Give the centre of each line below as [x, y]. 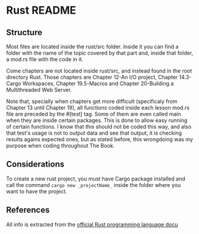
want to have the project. [37, 191]
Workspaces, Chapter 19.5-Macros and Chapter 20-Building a [98, 83]
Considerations [35, 164]
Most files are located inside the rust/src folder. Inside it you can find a [92, 46]
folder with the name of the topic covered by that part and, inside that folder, [100, 53]
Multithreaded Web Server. [39, 90]
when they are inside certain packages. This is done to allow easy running [97, 120]
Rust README [41, 10]
